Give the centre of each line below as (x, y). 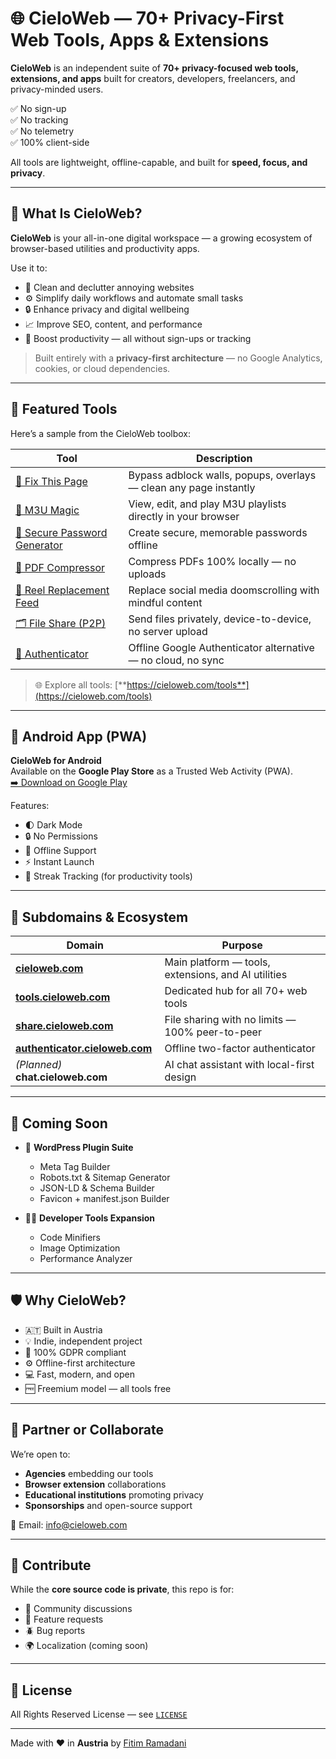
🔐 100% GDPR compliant (75, 1352)
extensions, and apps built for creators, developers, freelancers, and (153, 78)
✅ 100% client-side (50, 142)
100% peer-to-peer (213, 1032)
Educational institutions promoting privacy (114, 1494)
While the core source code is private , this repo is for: (122, 1589)
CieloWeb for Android (56, 761)
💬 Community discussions (78, 1609)
